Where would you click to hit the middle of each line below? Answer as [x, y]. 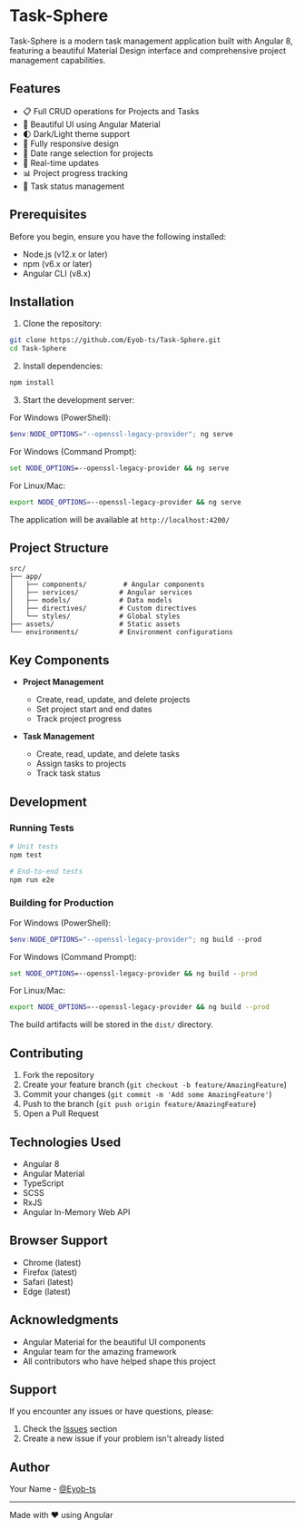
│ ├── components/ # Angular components [107, 585]
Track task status [69, 773]
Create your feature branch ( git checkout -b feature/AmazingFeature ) [155, 1084]
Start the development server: [79, 400]
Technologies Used [65, 1142]
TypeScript [43, 1183]
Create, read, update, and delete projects [113, 700]
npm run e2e [32, 880]
